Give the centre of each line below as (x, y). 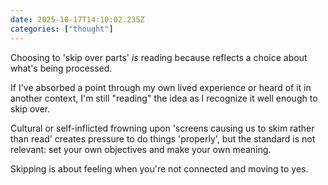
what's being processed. (61, 68)
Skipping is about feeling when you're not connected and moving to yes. (159, 168)
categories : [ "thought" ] (62, 29)
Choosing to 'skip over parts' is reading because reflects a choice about (159, 57)
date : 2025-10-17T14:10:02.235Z (77, 19)
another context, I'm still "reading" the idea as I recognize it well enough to (164, 98)
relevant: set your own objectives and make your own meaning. (141, 149)
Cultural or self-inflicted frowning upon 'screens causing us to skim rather (162, 128)
